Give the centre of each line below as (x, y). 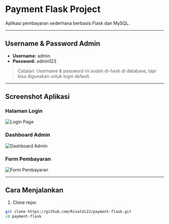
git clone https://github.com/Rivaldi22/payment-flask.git (68, 211)
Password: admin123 (34, 61)
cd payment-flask (23, 216)
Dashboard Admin (28, 135)
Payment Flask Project (53, 9)
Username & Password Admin (53, 44)
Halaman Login (24, 111)
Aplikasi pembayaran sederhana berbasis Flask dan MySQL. (67, 23)
